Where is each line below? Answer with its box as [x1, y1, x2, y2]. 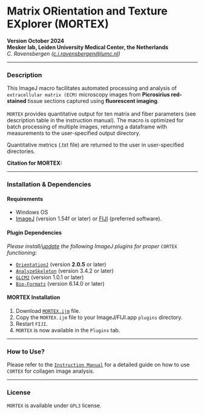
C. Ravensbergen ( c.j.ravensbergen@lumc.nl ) [7, 50, 120, 57]
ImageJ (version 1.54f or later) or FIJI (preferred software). [15, 215, 162, 222]
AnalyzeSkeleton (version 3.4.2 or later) [15, 267, 114, 274]
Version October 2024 [7, 37, 64, 44]
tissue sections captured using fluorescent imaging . [27, 97, 159, 105]
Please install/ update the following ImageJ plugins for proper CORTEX [7, 242, 177, 249]
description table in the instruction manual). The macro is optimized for [7, 117, 184, 124]
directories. [7, 148, 36, 155]
